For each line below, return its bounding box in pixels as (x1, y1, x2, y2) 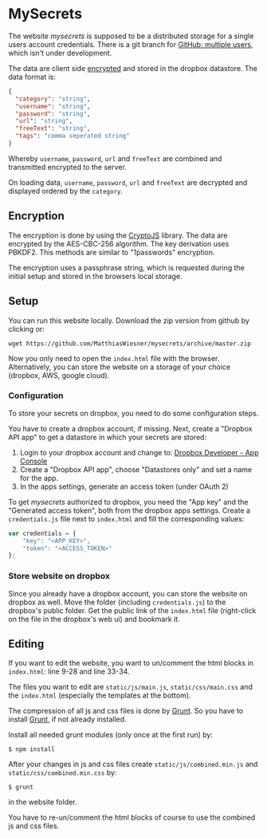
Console (19, 456, 48, 466)
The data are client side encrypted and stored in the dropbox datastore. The (8, 63, 257, 73)
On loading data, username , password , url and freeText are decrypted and (8, 177, 248, 187)
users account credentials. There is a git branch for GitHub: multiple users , (8, 39, 253, 49)
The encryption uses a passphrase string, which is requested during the (8, 262, 245, 272)
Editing (8, 637, 45, 651)
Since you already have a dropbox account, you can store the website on (8, 588, 249, 598)
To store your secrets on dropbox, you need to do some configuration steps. (8, 408, 259, 418)
